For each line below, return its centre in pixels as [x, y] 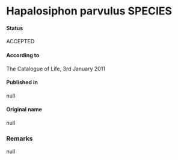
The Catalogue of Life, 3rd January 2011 [56, 69]
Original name [24, 109]
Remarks [20, 138]
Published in [22, 82]
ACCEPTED [20, 42]
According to [23, 55]
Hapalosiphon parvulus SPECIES [89, 11]
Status [15, 28]
